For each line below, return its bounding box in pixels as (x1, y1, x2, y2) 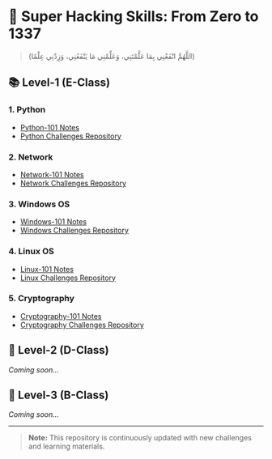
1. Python (8, 104, 46, 116)
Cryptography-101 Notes (19, 311, 103, 321)
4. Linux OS (8, 246, 55, 257)
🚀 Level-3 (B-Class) (8, 389, 109, 402)
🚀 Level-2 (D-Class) (8, 343, 109, 357)
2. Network (8, 151, 53, 163)
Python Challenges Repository (19, 131, 121, 141)
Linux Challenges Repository (19, 273, 116, 283)
